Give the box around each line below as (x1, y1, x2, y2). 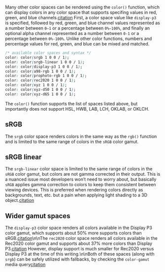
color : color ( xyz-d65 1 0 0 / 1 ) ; (5, 91, 76, 97)
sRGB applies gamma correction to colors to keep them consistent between (5, 182, 156, 188)
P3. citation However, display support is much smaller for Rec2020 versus (5, 246, 154, 252)
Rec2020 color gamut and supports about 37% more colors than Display (5, 240, 153, 246)
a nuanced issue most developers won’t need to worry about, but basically (5, 176, 157, 182)
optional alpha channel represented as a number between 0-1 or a (5, 31, 139, 36)
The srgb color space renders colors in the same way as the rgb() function (5, 133, 157, 139)
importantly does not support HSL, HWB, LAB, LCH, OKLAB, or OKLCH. (5, 106, 149, 112)
